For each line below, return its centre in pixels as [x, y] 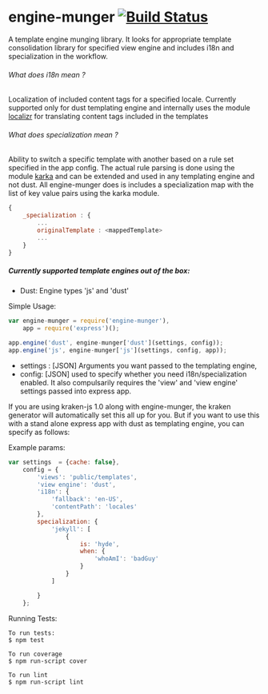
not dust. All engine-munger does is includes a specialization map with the [131, 185]
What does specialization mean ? [63, 134]
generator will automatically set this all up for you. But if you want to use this [134, 415]
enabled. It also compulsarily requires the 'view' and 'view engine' [129, 382]
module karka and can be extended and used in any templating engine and [132, 177]
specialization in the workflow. [58, 56]
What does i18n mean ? [47, 74]
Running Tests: [33, 618]
